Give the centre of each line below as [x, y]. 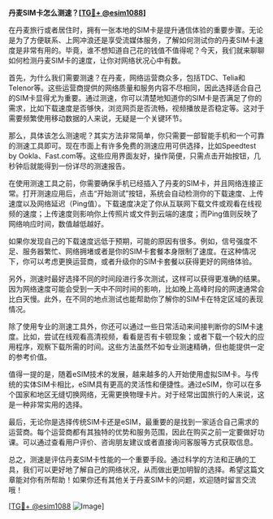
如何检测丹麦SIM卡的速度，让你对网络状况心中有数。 [97, 61]
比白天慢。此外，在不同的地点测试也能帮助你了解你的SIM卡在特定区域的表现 [136, 299]
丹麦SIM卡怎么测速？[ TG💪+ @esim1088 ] [77, 13]
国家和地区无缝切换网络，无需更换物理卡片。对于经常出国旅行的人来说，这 [140, 394]
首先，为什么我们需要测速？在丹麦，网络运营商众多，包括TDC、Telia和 [127, 78]
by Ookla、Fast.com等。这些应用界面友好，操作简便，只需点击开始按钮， [131, 156]
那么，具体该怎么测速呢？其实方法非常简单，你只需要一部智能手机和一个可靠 [136, 136]
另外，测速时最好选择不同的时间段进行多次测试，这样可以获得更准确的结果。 [136, 279]
